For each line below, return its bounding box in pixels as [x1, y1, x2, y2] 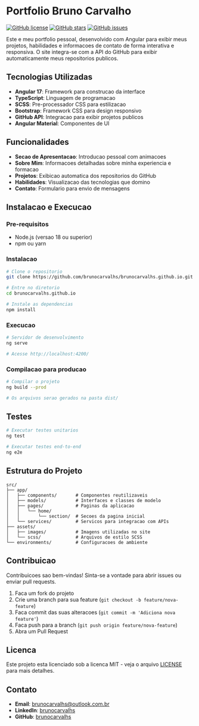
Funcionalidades [6, 137, 70, 147]
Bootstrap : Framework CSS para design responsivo [14, 107, 142, 114]
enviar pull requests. [6, 578, 57, 585]
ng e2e [6, 449, 23, 455]
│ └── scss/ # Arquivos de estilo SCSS [6, 534, 143, 540]
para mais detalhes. [6, 667, 55, 675]
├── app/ [6, 487, 28, 493]
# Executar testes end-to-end [6, 444, 82, 450]
